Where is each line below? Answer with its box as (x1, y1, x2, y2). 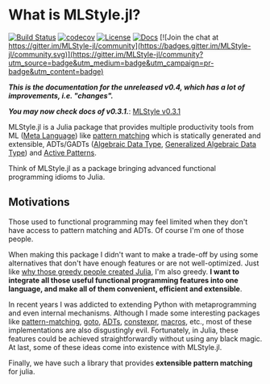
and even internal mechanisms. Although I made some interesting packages (8, 308, 260, 318)
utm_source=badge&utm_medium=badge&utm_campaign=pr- (8, 58, 214, 68)
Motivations (8, 195, 70, 209)
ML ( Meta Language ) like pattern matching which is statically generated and (8, 131, 261, 140)
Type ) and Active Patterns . (8, 148, 97, 157)
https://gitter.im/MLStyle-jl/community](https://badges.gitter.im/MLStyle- (8, 40, 251, 50)
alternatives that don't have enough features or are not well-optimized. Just (8, 258, 260, 268)
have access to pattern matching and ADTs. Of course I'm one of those (8, 225, 244, 235)
